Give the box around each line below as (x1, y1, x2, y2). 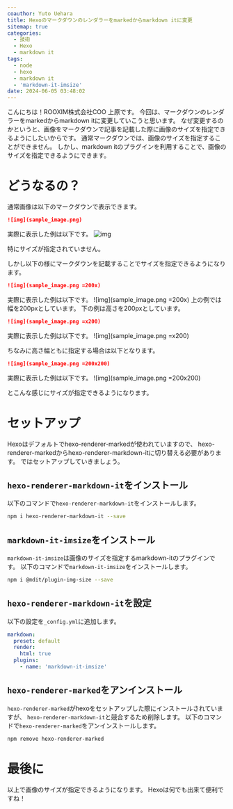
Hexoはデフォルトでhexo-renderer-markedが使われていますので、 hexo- (7, 440, 216, 448)
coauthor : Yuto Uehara (7, 10, 73, 17)
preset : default (13, 637, 61, 644)
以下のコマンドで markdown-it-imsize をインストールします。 (20, 563, 192, 570)
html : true (19, 650, 51, 657)
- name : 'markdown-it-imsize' (19, 664, 108, 671)
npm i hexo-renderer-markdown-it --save (7, 513, 127, 520)
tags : (7, 56, 23, 63)
